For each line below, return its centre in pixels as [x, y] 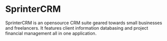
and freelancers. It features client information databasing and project [77, 28]
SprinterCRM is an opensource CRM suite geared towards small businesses [84, 23]
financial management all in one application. [51, 33]
